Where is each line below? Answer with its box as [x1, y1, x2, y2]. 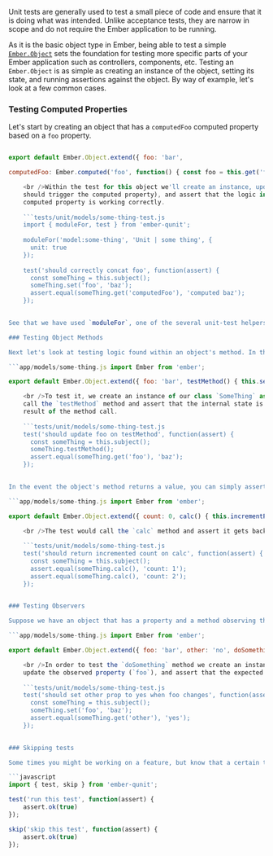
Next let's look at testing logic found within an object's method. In [8, 348, 256, 357]
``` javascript [8, 773, 57, 781]
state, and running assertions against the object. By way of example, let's [8, 75, 254, 84]
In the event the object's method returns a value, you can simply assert [8, 482, 267, 491]
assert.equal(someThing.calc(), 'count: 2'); [29, 572, 187, 581]
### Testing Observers [8, 602, 85, 610]
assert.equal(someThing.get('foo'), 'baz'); [29, 453, 184, 461]
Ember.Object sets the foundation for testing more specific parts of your [8, 49, 248, 58]
